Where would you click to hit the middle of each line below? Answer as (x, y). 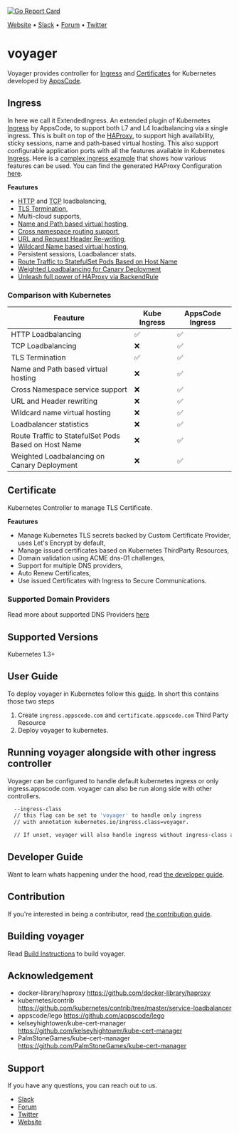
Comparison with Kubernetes (59, 295)
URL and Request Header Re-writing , (72, 239)
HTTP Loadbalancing (46, 335)
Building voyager (46, 936)
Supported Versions (53, 637)
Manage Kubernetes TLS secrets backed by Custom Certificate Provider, (124, 535)
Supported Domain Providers (59, 599)
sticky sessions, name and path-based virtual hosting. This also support (113, 143)
